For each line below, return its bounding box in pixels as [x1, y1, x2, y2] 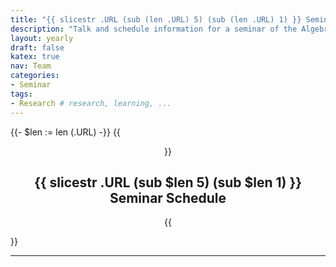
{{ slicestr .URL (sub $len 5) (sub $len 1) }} [33, 174, 303, 191]
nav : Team [10, 61, 52, 71]
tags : [10, 89, 33, 99]
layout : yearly [10, 33, 74, 43]
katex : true [10, 52, 60, 62]
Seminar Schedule [109, 189, 227, 206]
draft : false [10, 42, 65, 53]
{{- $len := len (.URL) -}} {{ [10, 126, 121, 138]
